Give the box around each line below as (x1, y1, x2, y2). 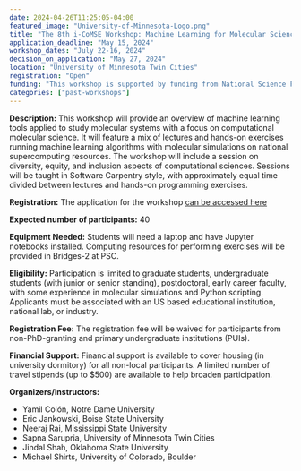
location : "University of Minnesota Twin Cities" (9, 64, 199, 73)
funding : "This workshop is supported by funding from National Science (9, 80, 287, 89)
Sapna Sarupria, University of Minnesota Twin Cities (21, 432, 215, 443)
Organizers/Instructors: (9, 386, 100, 397)
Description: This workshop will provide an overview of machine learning (9, 113, 280, 124)
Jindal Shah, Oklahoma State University (21, 441, 168, 452)
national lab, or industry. (9, 305, 99, 316)
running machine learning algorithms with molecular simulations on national (9, 141, 288, 152)
